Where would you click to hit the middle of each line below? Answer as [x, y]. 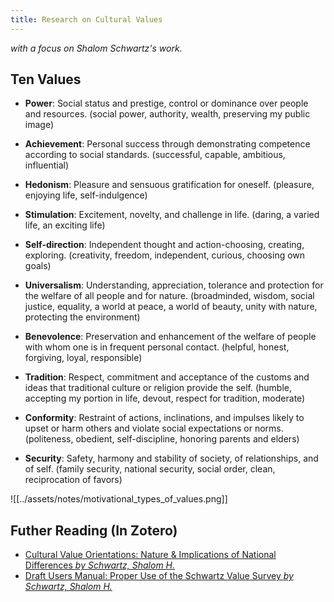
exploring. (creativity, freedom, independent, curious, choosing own [165, 255]
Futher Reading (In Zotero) [94, 530]
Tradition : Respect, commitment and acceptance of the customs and [167, 377]
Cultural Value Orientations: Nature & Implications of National [150, 555]
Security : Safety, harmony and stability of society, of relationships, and [171, 458]
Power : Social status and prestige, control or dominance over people [166, 103]
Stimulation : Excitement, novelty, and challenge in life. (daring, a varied [172, 215]
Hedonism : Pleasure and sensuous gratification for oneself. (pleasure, [169, 185]
